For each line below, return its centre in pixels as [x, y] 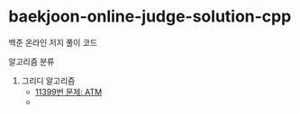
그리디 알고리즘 [48, 80]
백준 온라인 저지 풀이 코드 [53, 42]
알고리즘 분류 [32, 61]
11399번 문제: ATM [68, 92]
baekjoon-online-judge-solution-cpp [150, 17]
